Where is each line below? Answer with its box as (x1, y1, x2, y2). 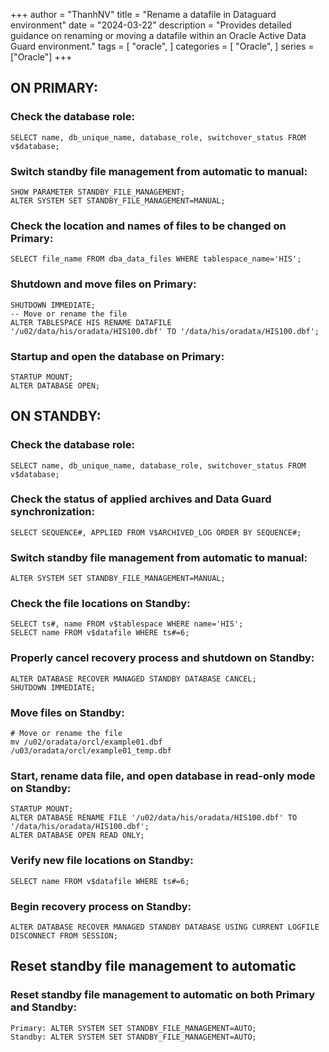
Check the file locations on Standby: (10, 597, 191, 611)
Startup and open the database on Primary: (10, 349, 225, 363)
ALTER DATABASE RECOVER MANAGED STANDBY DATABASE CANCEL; (10, 674, 257, 684)
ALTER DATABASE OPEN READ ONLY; (10, 830, 145, 841)
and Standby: (10, 1000, 77, 1014)
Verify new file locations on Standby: (10, 854, 194, 868)
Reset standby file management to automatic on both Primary (10, 988, 316, 1002)
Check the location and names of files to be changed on (10, 219, 287, 233)
